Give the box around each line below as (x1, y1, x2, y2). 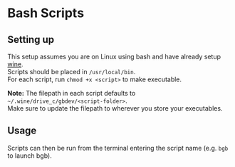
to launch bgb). (7, 151, 52, 160)
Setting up (7, 34, 55, 46)
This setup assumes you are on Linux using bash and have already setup (7, 52, 221, 61)
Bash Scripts (7, 5, 84, 21)
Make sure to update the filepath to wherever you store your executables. (7, 104, 223, 112)
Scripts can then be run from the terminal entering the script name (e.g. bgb (7, 143, 229, 152)
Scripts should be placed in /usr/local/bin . (7, 68, 136, 76)
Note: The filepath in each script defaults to (7, 89, 136, 97)
